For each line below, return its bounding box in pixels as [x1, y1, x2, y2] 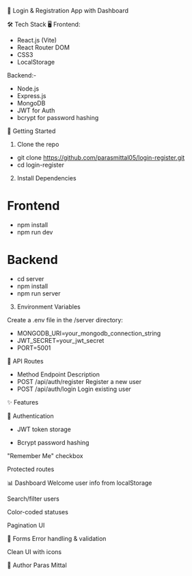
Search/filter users [7, 494, 59, 503]
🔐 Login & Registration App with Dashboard [7, 7, 128, 14]
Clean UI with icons [7, 547, 62, 555]
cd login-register [16, 161, 65, 169]
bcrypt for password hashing [16, 114, 99, 121]
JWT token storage [16, 425, 72, 433]
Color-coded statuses [7, 507, 68, 516]
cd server [16, 274, 44, 283]
